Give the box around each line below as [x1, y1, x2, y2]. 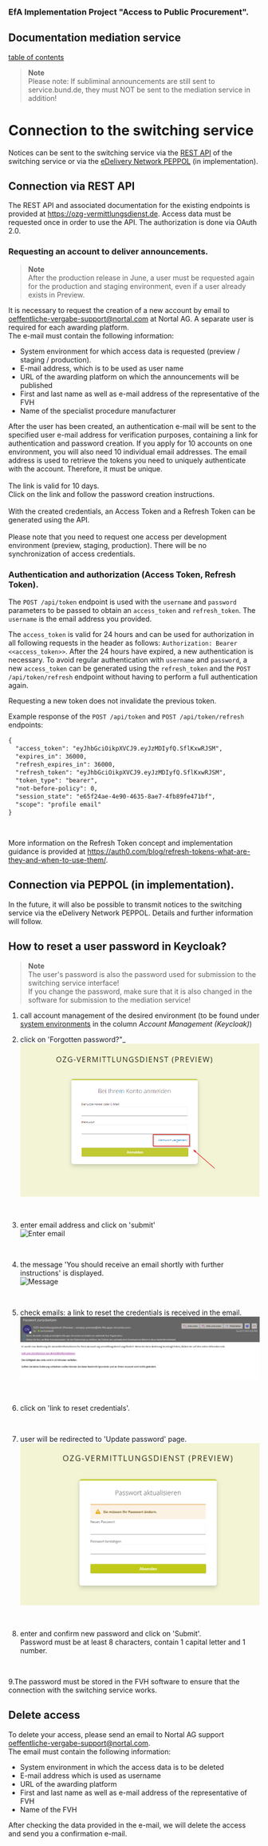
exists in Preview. [27, 290, 85, 299]
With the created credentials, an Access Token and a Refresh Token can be [8, 507, 256, 516]
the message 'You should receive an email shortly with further [19, 1259, 224, 1270]
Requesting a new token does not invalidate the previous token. [8, 696, 217, 706]
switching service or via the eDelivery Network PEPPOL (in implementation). [8, 156, 258, 166]
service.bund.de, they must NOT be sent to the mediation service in [27, 85, 251, 94]
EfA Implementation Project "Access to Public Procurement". [8, 6, 250, 18]
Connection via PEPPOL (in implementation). [8, 879, 235, 892]
